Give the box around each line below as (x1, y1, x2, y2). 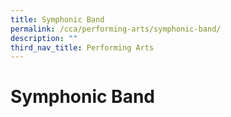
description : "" (10, 33, 78, 43)
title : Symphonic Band (10, 14, 105, 25)
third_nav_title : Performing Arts (10, 42, 155, 53)
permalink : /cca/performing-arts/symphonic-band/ (10, 24, 222, 34)
